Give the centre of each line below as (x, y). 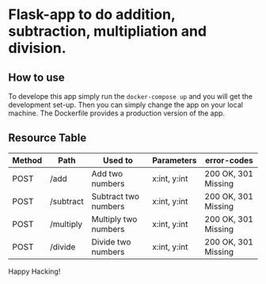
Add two (107, 173)
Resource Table (47, 138)
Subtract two (116, 196)
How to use (36, 77)
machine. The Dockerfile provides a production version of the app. (117, 113)
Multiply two (114, 219)
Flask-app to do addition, (92, 15)
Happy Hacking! (34, 271)
